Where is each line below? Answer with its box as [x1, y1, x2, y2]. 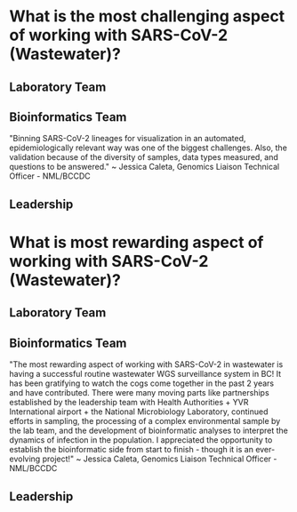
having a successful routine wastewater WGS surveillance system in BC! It [9, 369, 282, 380]
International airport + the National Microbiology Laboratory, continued [9, 406, 269, 417]
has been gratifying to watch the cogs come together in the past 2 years [9, 378, 275, 388]
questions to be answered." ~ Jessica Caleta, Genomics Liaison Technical [9, 162, 280, 172]
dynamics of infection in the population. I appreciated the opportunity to [9, 435, 273, 445]
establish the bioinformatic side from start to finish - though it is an [9, 444, 253, 455]
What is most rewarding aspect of [9, 232, 264, 252]
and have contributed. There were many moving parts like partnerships [9, 388, 269, 398]
